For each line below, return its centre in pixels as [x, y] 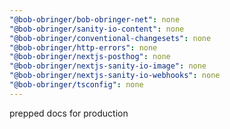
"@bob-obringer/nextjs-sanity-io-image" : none [108, 66]
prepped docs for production [69, 113]
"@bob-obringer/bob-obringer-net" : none [95, 19]
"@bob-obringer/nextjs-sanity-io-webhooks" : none [115, 76]
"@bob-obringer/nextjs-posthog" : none [90, 57]
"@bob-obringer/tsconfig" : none [76, 85]
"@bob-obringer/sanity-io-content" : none [97, 29]
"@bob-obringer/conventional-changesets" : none [110, 38]
